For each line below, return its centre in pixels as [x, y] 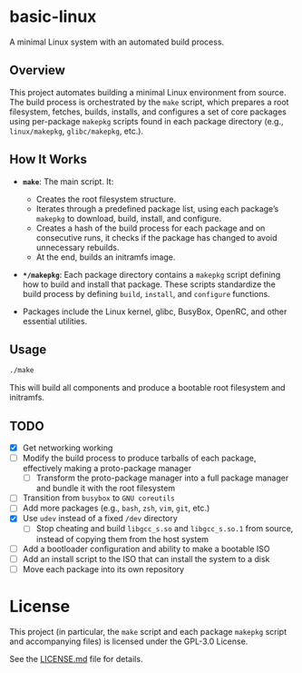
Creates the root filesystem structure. [106, 199]
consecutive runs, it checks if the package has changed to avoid [157, 237]
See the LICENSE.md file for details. [76, 658]
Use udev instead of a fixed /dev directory [100, 519]
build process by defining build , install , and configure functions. [146, 293]
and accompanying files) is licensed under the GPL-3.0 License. [129, 641]
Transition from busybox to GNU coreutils [98, 498]
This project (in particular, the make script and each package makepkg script [148, 631]
